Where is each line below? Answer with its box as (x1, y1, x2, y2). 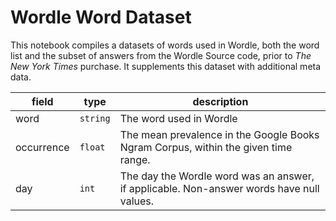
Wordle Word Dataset (10, 6, 192, 29)
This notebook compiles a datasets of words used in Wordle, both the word (10, 39, 320, 51)
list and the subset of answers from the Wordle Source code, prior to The (10, 49, 312, 61)
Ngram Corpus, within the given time (119, 140, 293, 154)
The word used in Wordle (119, 111, 238, 125)
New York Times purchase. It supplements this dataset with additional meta (10, 60, 322, 72)
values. (119, 194, 155, 208)
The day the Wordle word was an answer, (119, 169, 315, 183)
